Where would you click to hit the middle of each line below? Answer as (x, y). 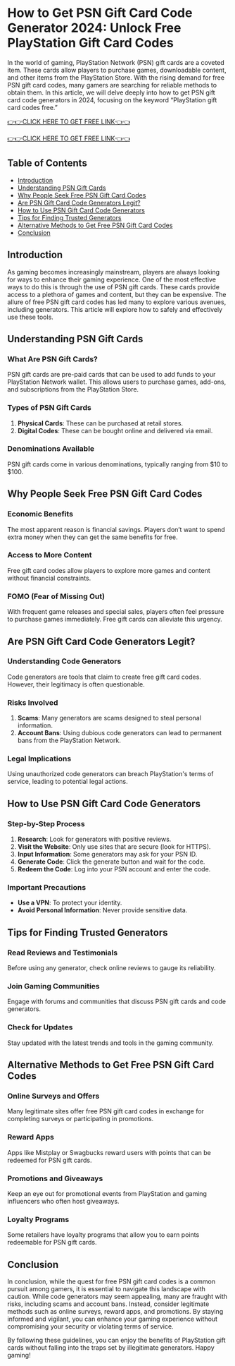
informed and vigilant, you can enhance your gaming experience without (113, 1319)
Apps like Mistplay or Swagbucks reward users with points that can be (109, 1152)
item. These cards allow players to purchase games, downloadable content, (117, 70)
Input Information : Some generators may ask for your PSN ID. (107, 854)
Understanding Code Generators (64, 661)
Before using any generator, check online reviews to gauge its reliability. (112, 968)
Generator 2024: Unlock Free (94, 28)
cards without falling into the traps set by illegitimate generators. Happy (111, 1348)
